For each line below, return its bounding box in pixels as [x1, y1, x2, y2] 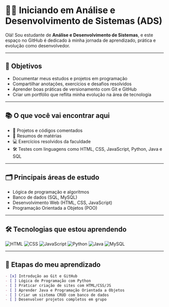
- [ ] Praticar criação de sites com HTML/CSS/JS [5, 283, 112, 288]
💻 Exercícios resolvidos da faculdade [12, 138, 91, 144]
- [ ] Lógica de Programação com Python [5, 278, 92, 283]
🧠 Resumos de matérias [12, 133, 62, 139]
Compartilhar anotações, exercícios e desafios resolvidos [12, 81, 132, 87]
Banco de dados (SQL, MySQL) [12, 194, 77, 201]
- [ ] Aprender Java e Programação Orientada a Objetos [5, 287, 125, 293]
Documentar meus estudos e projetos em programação [12, 75, 128, 81]
